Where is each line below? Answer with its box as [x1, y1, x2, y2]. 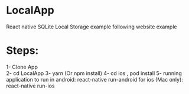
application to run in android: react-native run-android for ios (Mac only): [6, 76, 183, 83]
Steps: [6, 44, 39, 57]
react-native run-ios [6, 82, 55, 89]
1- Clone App [6, 63, 38, 70]
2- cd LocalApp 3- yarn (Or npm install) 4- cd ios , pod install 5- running [6, 69, 182, 77]
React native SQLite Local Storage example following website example [6, 23, 177, 30]
